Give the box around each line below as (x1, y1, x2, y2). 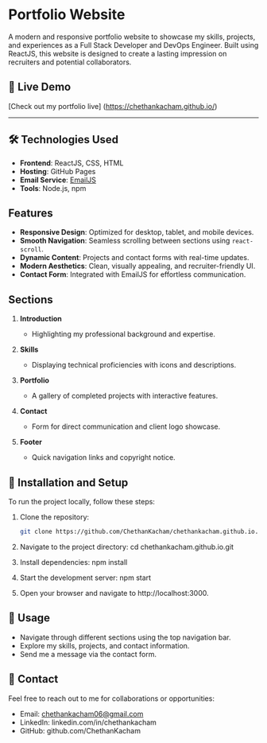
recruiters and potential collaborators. (8, 57, 132, 67)
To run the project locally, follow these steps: (8, 497, 155, 506)
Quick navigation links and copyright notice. (31, 453, 176, 462)
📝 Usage (8, 611, 50, 625)
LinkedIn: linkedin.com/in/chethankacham (19, 718, 157, 727)
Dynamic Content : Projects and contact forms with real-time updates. (19, 253, 250, 263)
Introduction (19, 314, 62, 324)
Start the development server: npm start (19, 573, 152, 582)
